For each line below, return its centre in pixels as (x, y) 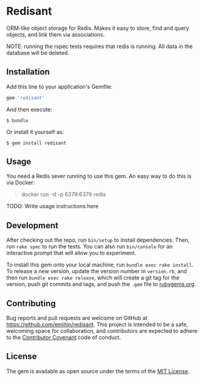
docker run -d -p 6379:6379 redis (64, 194)
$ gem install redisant (37, 143)
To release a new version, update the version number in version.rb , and (97, 271)
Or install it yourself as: (35, 131)
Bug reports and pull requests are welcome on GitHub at (77, 318)
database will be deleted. (38, 52)
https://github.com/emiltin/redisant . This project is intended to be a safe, (97, 324)
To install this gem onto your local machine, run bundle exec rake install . (100, 265)
